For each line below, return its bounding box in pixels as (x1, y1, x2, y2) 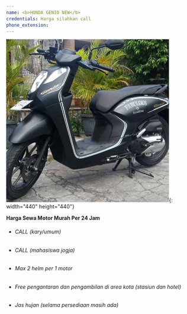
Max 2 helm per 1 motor (14, 265, 73, 272)
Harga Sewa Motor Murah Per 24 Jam (6, 214, 101, 222)
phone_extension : (6, 22, 49, 28)
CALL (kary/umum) (14, 228, 62, 235)
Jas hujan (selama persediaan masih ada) (14, 302, 119, 309)
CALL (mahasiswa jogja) (14, 246, 75, 254)
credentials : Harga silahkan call (6, 15, 92, 22)
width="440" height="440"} (6, 203, 75, 210)
